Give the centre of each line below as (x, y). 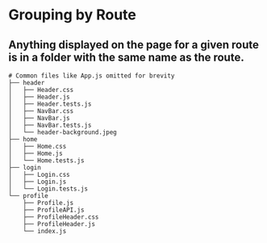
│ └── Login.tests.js (48, 189)
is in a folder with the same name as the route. (126, 57)
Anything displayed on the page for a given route (134, 45)
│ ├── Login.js (38, 182)
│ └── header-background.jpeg (63, 132)
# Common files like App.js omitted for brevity (92, 76)
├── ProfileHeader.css (61, 217)
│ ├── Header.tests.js (50, 104)
